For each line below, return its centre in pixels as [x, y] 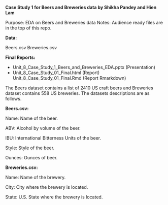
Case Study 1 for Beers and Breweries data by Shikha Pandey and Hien [81, 7]
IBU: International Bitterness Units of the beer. [53, 138]
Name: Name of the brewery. [36, 177]
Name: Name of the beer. [32, 118]
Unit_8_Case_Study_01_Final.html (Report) [56, 73]
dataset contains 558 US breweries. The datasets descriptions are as [77, 93]
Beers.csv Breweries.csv [31, 47]
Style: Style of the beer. [30, 148]
